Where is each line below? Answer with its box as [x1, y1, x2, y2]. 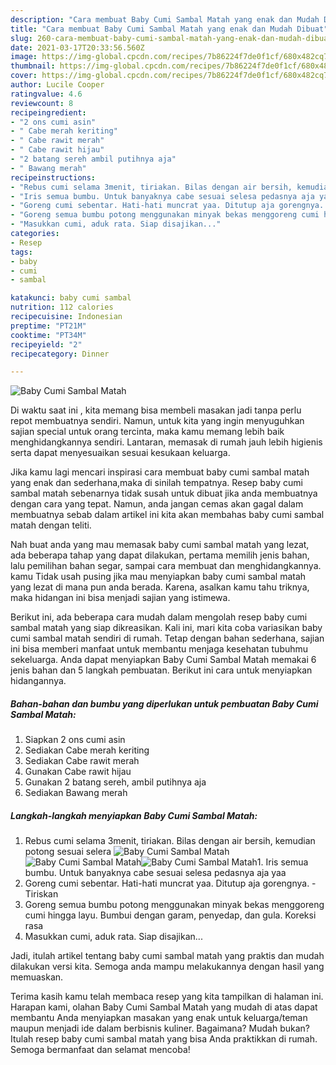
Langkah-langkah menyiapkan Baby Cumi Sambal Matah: [10, 809, 258, 821]
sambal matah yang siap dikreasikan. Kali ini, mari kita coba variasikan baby [10, 622, 323, 634]
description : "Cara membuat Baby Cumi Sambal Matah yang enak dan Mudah [10, 14, 320, 25]
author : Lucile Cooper [10, 80, 105, 90]
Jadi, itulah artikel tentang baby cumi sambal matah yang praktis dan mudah [10, 950, 325, 962]
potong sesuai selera [24, 846, 112, 858]
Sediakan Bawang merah [24, 787, 128, 799]
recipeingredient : [10, 107, 87, 118]
